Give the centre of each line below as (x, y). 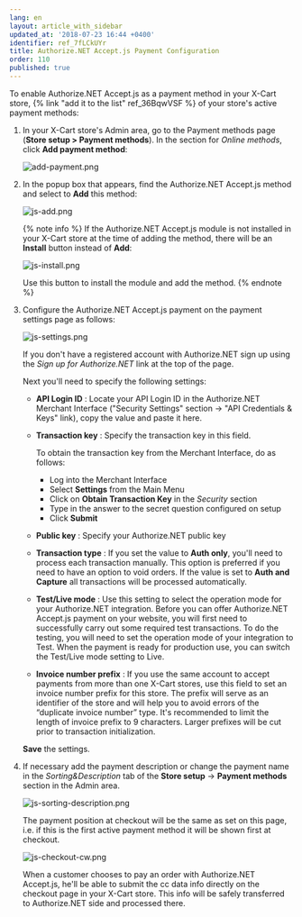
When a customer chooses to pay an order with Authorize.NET (138, 874)
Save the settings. (56, 749)
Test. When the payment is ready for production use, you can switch (163, 647)
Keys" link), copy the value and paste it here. (119, 418)
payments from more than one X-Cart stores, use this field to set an (161, 683)
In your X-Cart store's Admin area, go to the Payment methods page (149, 130)
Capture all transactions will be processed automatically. (142, 581)
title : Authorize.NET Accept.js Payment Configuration (114, 51)
